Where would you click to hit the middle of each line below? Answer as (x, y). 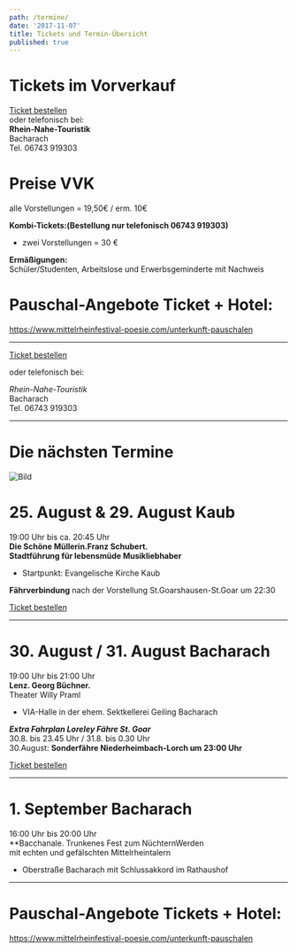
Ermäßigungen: (38, 260)
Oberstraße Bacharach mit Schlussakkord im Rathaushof (125, 870)
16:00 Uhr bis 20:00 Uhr (53, 833)
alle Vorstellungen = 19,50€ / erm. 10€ (78, 208)
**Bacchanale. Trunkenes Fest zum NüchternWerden (107, 843)
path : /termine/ (39, 17)
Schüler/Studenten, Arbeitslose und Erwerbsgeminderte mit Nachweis (137, 269)
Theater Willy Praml (45, 694)
